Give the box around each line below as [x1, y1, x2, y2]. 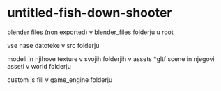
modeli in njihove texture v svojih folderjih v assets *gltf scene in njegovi [7, 54, 215, 63]
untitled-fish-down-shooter [7, 5, 172, 21]
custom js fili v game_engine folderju [7, 75, 113, 84]
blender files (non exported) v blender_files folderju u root [7, 28, 174, 36]
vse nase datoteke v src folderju [7, 41, 100, 49]
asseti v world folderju [7, 62, 71, 70]
